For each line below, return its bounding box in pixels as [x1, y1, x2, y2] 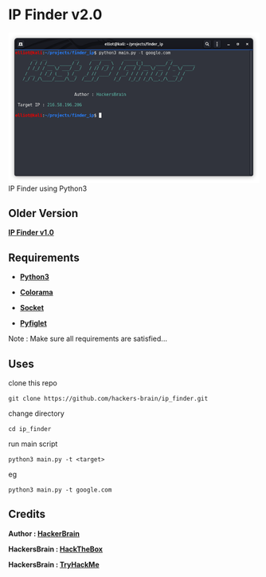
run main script [8, 439, 58, 449]
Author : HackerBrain [8, 528, 80, 538]
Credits [8, 508, 46, 521]
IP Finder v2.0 [8, 6, 103, 24]
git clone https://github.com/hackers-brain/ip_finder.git [8, 395, 209, 403]
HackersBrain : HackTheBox [8, 544, 104, 554]
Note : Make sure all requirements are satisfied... [8, 334, 167, 344]
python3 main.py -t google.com [8, 486, 112, 494]
